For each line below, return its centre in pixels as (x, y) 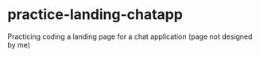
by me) (19, 44)
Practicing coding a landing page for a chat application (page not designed (130, 36)
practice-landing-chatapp (95, 15)
